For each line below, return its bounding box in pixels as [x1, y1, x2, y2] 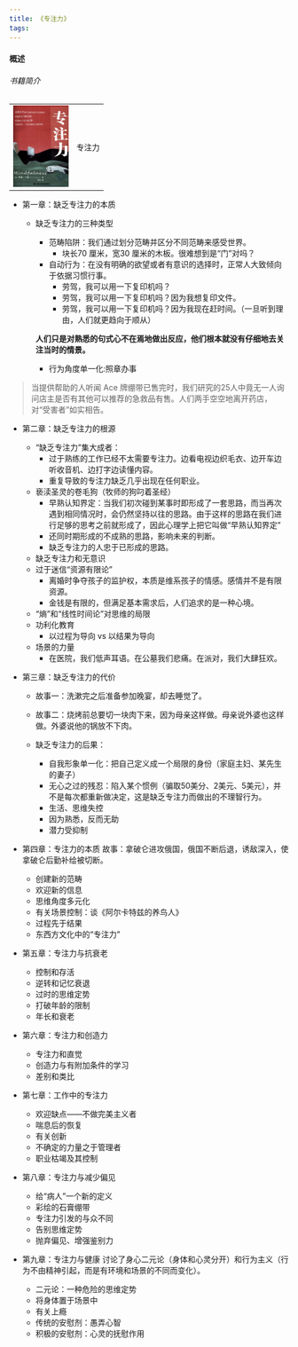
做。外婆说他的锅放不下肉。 [35, 721, 137, 731]
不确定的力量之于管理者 [35, 1142, 122, 1153]
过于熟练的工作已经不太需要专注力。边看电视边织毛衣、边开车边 [48, 453, 282, 464]
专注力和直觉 [35, 1049, 82, 1059]
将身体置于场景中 [35, 1296, 98, 1306]
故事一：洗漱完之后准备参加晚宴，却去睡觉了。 [35, 690, 207, 701]
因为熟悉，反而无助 [48, 814, 120, 824]
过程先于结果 [35, 918, 82, 929]
